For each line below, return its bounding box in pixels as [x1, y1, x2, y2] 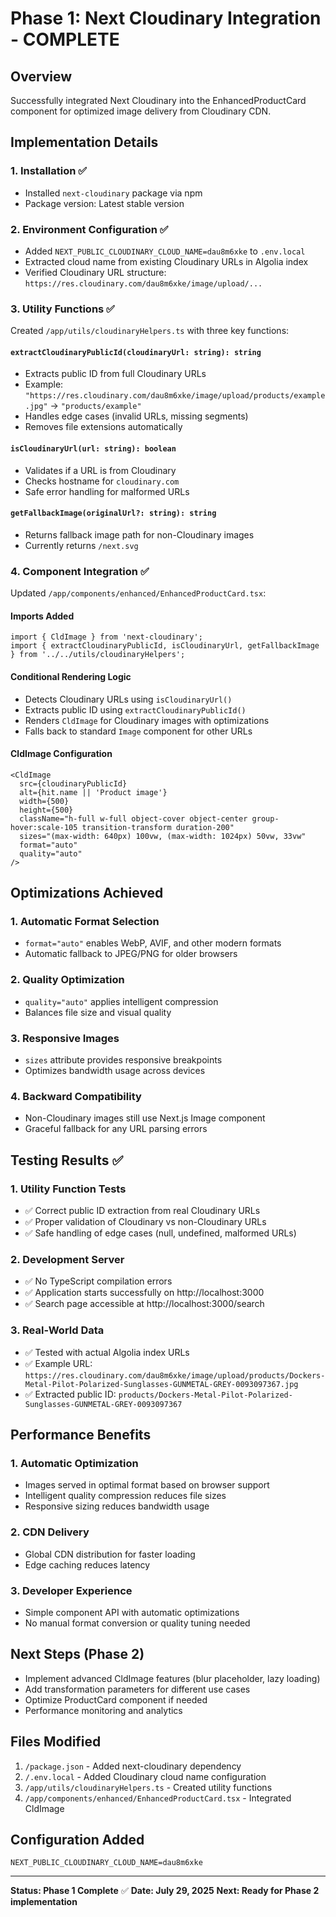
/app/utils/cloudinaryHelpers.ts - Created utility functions [24, 1781, 273, 1793]
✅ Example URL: [24, 1357, 93, 1369]
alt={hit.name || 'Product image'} [19, 787, 168, 797]
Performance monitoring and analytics [24, 1704, 183, 1716]
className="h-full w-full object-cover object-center [19, 813, 248, 824]
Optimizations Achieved [10, 885, 164, 902]
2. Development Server [10, 1252, 125, 1266]
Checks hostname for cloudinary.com [24, 475, 180, 487]
